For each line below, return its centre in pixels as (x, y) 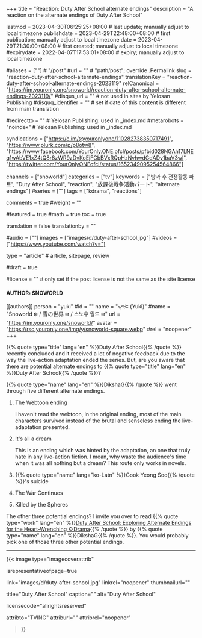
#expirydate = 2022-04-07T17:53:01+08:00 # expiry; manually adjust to (95, 52)
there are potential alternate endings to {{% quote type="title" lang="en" (96, 366)
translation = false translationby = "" (51, 226)
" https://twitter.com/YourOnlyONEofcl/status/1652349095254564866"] (95, 164)
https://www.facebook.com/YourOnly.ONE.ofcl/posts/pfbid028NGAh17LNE (101, 151)
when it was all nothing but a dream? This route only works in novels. (100, 463)
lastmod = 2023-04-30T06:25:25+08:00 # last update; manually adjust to (98, 27)
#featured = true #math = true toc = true (56, 214)
